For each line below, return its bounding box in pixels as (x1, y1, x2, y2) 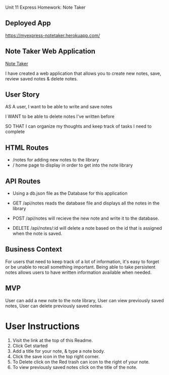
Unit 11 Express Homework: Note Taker (5, 5, 86, 10)
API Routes (5, 177, 41, 185)
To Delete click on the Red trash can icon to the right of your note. (12, 359, 150, 365)
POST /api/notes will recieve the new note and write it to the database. (12, 215, 159, 222)
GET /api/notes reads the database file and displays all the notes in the (12, 200, 160, 206)
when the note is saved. (12, 230, 63, 237)
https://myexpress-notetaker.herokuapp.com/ (5, 32, 100, 38)
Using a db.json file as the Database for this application (12, 190, 128, 196)
